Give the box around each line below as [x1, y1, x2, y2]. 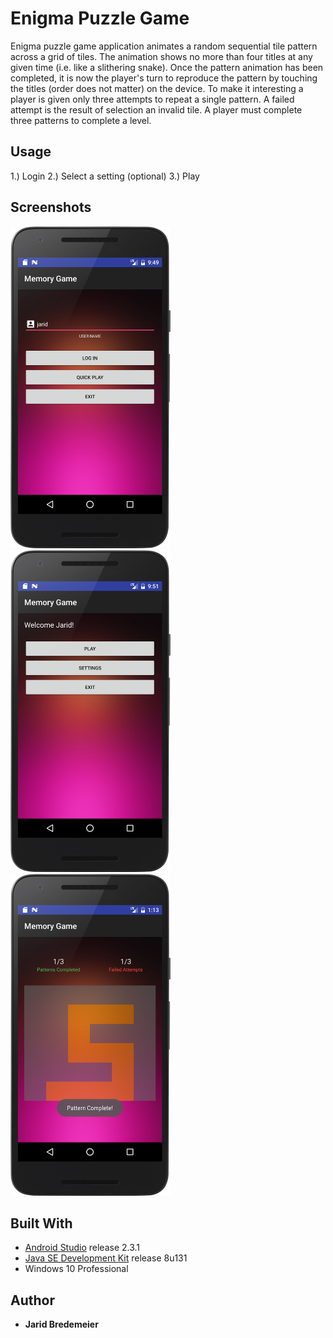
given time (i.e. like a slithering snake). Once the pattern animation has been [10, 61, 324, 73]
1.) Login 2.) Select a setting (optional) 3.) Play [10, 170, 200, 182]
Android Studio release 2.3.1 [24, 1242, 141, 1254]
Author [10, 1292, 55, 1309]
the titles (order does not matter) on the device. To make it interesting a [10, 82, 304, 94]
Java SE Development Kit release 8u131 [24, 1252, 188, 1264]
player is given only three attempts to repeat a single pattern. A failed [10, 93, 295, 105]
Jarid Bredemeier [24, 1318, 99, 1331]
